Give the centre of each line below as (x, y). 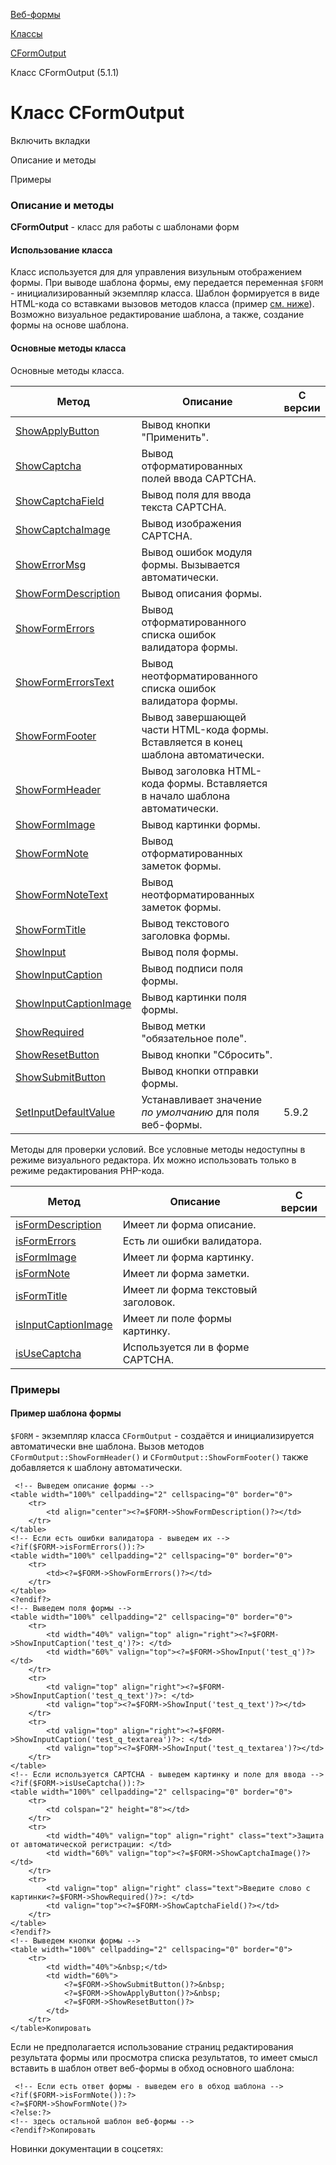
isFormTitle (41, 1296)
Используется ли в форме (186, 1347)
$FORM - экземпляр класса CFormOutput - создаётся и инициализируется (162, 1435)
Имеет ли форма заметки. (186, 1273)
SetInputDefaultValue (65, 1112)
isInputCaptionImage (64, 1324)
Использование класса (61, 250)
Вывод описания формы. (201, 593)
